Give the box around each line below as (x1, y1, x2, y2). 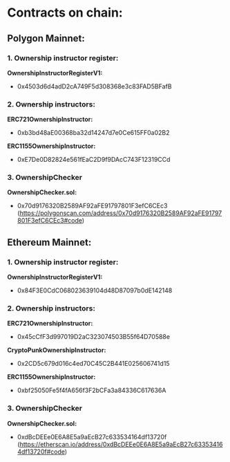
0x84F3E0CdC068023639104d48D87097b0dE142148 (17, 286, 173, 295)
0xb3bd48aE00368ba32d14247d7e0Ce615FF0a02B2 (17, 129, 171, 137)
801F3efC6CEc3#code (17, 216, 83, 225)
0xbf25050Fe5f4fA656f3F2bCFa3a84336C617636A (17, 386, 166, 395)
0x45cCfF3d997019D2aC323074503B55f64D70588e (17, 333, 171, 341)
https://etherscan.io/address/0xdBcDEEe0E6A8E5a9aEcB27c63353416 (19, 440, 223, 448)
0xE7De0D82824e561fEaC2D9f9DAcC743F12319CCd (17, 156, 171, 164)
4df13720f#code (17, 447, 66, 456)
